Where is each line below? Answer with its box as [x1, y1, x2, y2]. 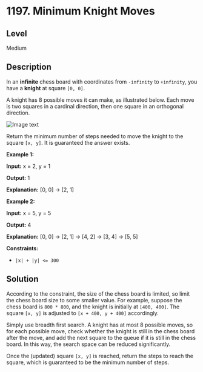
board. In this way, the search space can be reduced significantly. [6, 340, 171, 348]
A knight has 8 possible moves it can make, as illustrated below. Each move [6, 96, 195, 104]
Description [6, 62, 52, 72]
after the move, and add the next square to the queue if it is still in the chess [6, 334, 196, 341]
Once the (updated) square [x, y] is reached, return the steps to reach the [6, 352, 194, 359]
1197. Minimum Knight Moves [6, 4, 156, 18]
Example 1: [6, 150, 35, 158]
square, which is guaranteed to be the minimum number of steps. [6, 359, 170, 366]
